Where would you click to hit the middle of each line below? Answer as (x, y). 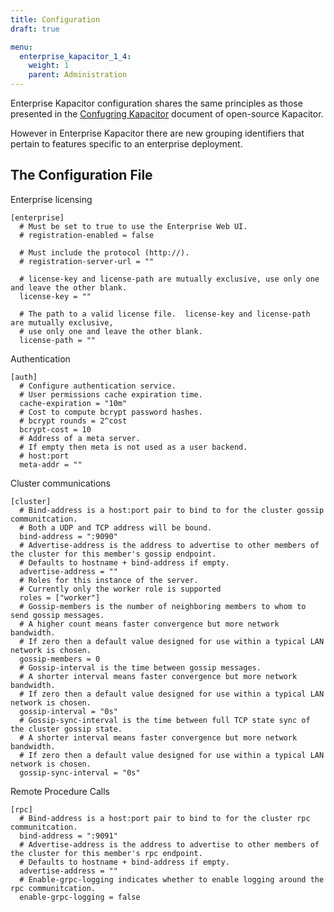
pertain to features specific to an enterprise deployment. (126, 144)
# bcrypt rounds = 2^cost (73, 421)
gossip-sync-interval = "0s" (80, 772)
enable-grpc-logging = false (80, 897)
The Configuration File (81, 175)
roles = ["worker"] (60, 597)
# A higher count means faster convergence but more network (149, 624)
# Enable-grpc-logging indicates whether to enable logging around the (172, 879)
